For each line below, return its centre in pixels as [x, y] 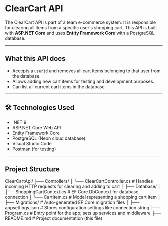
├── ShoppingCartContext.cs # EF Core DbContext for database [72, 192]
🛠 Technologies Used [40, 108]
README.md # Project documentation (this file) [54, 218]
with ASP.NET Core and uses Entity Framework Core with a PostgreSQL [80, 33]
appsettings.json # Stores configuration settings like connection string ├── [83, 208]
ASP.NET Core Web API [37, 127]
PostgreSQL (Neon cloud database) [49, 138]
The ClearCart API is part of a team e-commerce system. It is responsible [81, 22]
